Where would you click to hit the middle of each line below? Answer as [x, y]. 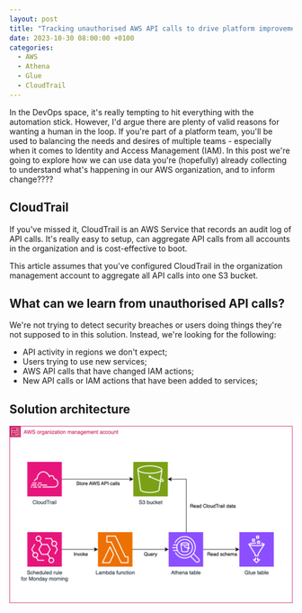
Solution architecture [70, 409]
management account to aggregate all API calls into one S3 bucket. [134, 275]
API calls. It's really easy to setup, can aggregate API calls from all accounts [150, 239]
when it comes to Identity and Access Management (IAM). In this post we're [150, 150]
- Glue [30, 77]
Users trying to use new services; [84, 362]
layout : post [34, 19]
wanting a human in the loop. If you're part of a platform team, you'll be [141, 131]
